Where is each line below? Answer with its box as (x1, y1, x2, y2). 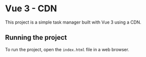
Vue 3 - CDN (5, 3, 58, 14)
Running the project (5, 33, 67, 42)
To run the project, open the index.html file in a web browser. (5, 46, 129, 52)
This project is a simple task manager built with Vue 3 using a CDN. (5, 19, 142, 25)
